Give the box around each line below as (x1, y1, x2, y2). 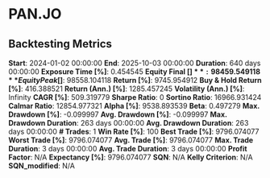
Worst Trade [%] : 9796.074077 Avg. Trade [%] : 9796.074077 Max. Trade (8, 135, 254, 145)
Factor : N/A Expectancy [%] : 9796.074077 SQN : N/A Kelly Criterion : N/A (8, 152, 253, 162)
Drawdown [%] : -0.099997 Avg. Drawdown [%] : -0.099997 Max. (8, 110, 227, 119)
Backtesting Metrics (8, 37, 113, 51)
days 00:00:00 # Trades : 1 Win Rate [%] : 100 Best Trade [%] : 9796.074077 (8, 126, 260, 136)
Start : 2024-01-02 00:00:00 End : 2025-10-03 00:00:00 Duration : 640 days (8, 58, 261, 68)
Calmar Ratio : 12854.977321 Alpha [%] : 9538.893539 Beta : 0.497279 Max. (8, 101, 260, 110)
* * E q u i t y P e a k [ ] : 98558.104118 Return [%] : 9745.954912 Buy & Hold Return (8, 76, 262, 85)
